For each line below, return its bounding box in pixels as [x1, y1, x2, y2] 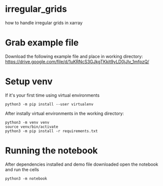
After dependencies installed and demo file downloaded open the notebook [5, 161, 159, 167]
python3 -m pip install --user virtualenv [5, 102, 94, 107]
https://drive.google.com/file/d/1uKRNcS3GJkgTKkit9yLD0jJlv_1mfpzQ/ [5, 58, 149, 65]
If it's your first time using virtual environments [5, 92, 100, 98]
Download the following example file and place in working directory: [5, 53, 143, 59]
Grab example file [5, 37, 79, 48]
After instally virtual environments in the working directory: [5, 110, 124, 116]
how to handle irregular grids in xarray [5, 20, 83, 26]
